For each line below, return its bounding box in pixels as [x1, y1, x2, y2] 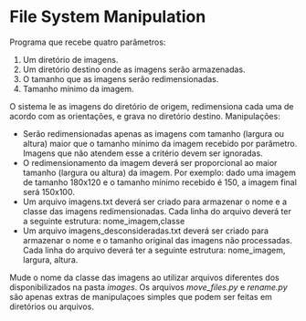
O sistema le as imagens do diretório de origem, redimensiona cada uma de [9, 100, 294, 111]
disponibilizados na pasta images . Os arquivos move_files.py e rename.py [9, 281, 288, 293]
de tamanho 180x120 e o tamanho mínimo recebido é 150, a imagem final [22, 176, 297, 188]
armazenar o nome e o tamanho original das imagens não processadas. [22, 234, 292, 245]
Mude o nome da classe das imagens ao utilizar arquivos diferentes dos [9, 272, 280, 283]
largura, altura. [22, 254, 79, 265]
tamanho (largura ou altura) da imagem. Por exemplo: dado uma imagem [22, 167, 297, 178]
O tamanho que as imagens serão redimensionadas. [22, 73, 219, 84]
